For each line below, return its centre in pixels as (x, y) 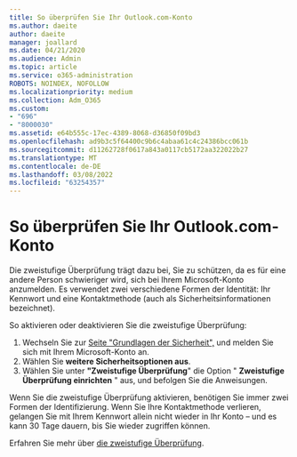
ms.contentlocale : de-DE (55, 166)
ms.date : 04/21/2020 (48, 51)
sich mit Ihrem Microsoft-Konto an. (85, 352)
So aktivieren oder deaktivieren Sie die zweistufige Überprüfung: (128, 325)
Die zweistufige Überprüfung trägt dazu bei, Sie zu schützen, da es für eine (148, 270)
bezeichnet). (32, 309)
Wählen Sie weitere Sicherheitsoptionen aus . (106, 362)
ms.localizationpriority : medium (71, 92)
